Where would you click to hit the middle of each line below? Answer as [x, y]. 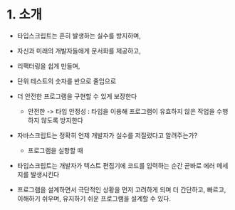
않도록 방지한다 [62, 120]
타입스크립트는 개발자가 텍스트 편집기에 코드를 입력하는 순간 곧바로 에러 [116, 165]
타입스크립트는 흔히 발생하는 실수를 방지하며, [79, 36]
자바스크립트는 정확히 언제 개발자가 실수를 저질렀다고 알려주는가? [107, 135]
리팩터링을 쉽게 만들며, [48, 65]
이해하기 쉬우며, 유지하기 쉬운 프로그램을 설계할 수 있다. [94, 198]
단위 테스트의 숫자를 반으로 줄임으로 [67, 81]
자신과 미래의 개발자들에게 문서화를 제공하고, [79, 51]
